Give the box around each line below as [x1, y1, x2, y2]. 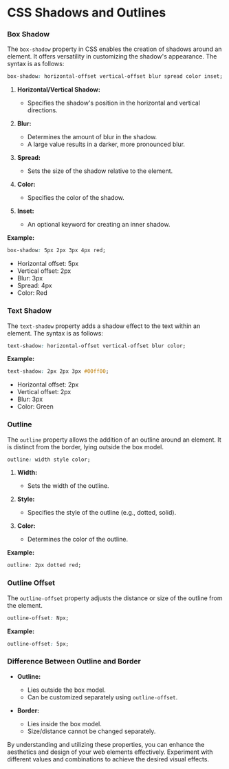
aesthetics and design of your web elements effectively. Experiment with [7, 748, 213, 756]
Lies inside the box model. [27, 719, 102, 728]
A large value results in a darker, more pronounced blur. [27, 140, 186, 149]
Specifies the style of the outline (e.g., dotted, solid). [27, 509, 177, 517]
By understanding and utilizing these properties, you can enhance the [7, 740, 205, 748]
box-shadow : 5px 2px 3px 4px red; [7, 247, 107, 254]
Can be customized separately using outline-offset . [27, 693, 178, 701]
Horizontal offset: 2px [17, 380, 79, 389]
